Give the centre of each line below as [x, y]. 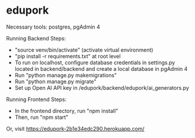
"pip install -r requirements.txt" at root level [68, 56]
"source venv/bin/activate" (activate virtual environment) [84, 50]
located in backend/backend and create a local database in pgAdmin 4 [101, 68]
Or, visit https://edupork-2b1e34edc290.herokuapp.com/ [75, 128]
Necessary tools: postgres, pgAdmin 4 [53, 27]
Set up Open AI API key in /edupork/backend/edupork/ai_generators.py [102, 87]
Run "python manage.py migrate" [55, 81]
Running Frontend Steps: [36, 99]
